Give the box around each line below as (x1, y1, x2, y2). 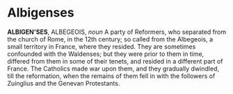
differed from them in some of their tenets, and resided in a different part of (7, 57, 223, 65)
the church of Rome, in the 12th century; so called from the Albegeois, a (7, 35, 214, 43)
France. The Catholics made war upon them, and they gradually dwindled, (7, 64, 219, 73)
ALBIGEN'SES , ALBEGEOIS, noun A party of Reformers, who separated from (7, 28, 227, 36)
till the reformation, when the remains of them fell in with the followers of (7, 71, 216, 80)
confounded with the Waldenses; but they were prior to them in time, (7, 50, 204, 58)
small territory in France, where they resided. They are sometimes (7, 42, 196, 50)
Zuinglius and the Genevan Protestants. (7, 79, 120, 87)
